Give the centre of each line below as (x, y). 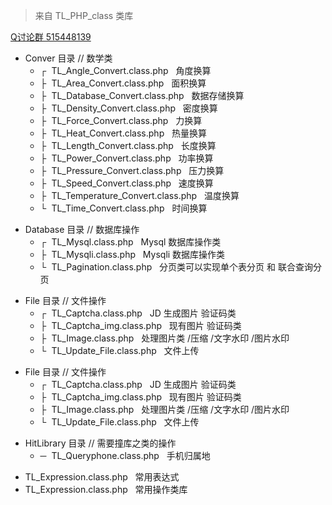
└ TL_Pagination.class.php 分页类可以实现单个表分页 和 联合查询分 (180, 267)
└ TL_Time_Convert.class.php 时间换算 (123, 208)
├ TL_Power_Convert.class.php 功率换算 (126, 158)
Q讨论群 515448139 (51, 37)
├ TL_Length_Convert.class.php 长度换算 (128, 145)
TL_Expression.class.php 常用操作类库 (106, 489)
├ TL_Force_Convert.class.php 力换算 (121, 120)
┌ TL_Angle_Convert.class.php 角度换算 (125, 70)
